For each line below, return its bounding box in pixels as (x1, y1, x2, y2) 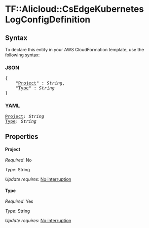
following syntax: (5, 52, 40, 58)
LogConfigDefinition (5, 14, 90, 25)
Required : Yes (5, 198, 34, 204)
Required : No (5, 157, 32, 163)
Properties (5, 132, 38, 141)
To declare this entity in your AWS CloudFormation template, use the (5, 47, 144, 52)
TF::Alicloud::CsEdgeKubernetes (5, 3, 144, 15)
